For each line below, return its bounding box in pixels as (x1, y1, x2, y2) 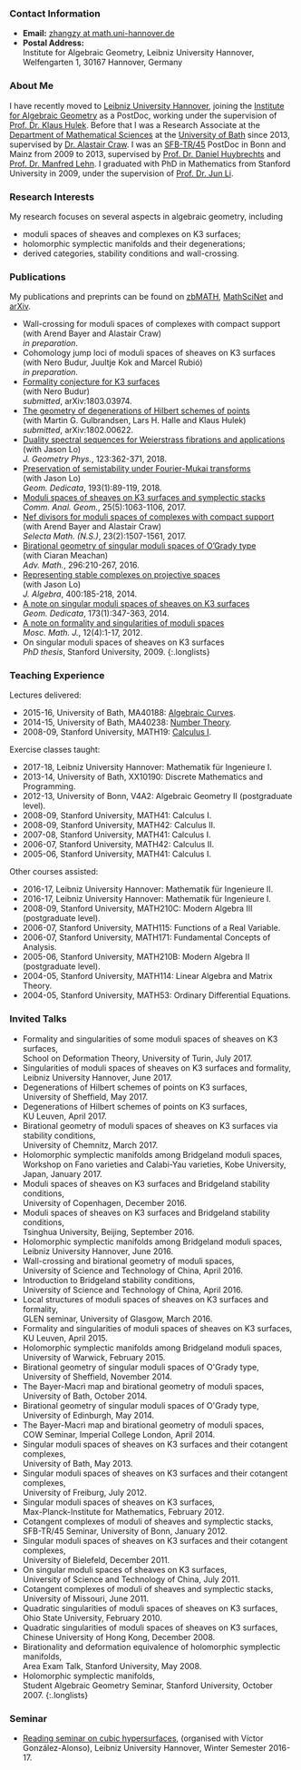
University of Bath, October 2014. (22, 1390, 148, 1401)
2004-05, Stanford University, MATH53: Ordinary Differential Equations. (22, 990, 292, 1001)
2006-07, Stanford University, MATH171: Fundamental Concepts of (22, 932, 271, 943)
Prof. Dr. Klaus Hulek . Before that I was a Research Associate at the (9, 119, 261, 130)
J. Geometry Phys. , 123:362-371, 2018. (22, 453, 168, 465)
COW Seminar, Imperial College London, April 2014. (22, 1429, 216, 1439)
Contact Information (9, 7, 102, 20)
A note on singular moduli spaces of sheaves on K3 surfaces (22, 598, 250, 609)
